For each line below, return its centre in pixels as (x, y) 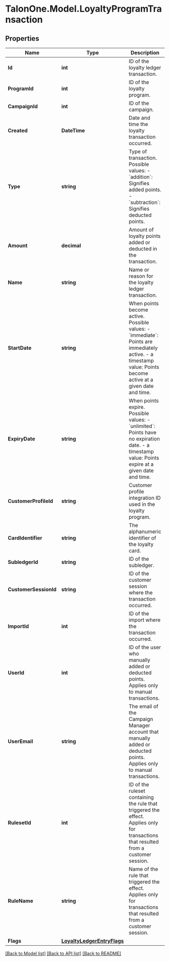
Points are (141, 341)
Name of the (143, 869)
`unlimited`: (142, 426)
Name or (139, 270)
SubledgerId (23, 562)
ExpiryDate (22, 439)
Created (18, 130)
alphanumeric (145, 532)
